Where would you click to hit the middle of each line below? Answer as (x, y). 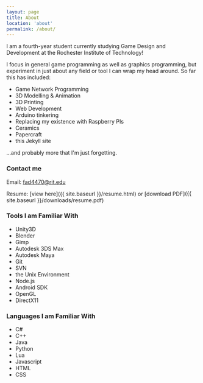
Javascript (28, 362)
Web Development (38, 109)
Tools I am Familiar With (42, 216)
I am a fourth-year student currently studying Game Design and (86, 46)
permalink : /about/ (31, 29)
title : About (23, 18)
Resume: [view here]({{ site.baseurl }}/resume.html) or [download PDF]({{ (99, 194)
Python (24, 349)
